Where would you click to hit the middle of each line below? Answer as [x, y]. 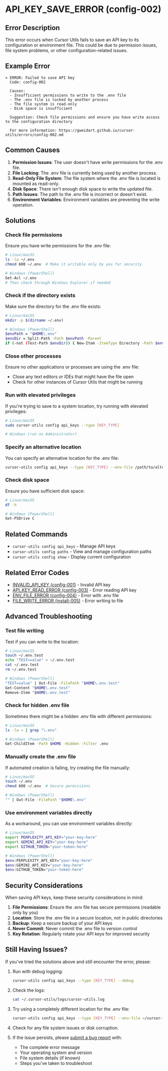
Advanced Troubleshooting [49, 616]
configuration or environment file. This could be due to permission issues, [81, 45]
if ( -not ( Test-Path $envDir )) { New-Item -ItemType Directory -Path [79, 343]
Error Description [32, 28]
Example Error [28, 66]
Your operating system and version [56, 1052]
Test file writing [24, 631]
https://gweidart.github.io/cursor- [97, 130]
